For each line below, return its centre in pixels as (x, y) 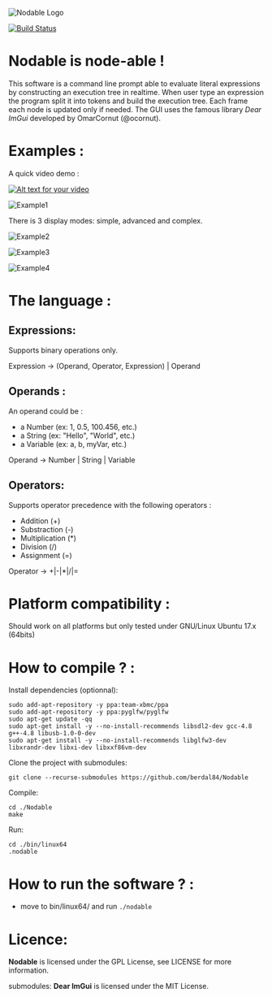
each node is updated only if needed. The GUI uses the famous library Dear (135, 109)
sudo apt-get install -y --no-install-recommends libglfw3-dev (118, 741)
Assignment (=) (46, 555)
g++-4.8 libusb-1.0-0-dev (52, 734)
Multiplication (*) (48, 538)
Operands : (37, 391)
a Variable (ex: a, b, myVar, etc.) (73, 444)
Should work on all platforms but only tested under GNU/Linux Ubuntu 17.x (132, 626)
